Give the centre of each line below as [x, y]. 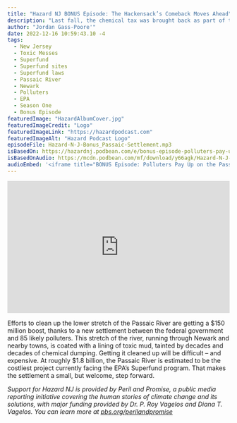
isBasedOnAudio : [31, 158]
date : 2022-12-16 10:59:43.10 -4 [56, 33]
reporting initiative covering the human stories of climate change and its [112, 396]
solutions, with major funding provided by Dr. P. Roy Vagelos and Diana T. [115, 404]
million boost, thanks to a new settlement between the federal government [115, 330]
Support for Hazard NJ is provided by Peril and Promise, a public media [112, 389]
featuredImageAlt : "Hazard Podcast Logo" [69, 138]
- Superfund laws [39, 73]
